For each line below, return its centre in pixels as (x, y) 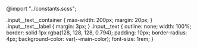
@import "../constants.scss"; (41, 9)
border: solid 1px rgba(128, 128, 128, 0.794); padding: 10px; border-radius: (97, 33)
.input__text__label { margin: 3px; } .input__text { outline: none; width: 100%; (99, 26)
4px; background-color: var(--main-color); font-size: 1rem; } (80, 39)
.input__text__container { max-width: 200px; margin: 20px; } (79, 20)
